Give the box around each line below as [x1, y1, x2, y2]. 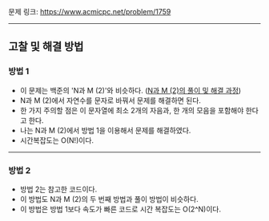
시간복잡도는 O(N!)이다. [19, 135, 94, 145]
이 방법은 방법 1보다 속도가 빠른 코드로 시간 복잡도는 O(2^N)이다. [19, 204, 222, 214]
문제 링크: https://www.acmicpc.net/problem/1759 [8, 7, 171, 16]
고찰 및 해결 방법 [8, 40, 84, 53]
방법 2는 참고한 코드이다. [19, 184, 98, 194]
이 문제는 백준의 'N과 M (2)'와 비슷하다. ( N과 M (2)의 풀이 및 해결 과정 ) [19, 85, 242, 95]
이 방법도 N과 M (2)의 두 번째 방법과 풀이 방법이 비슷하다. [19, 194, 199, 203]
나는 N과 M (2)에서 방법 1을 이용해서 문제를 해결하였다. [19, 125, 191, 135]
